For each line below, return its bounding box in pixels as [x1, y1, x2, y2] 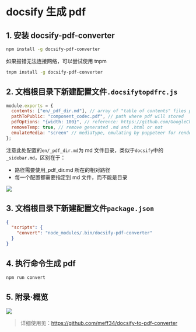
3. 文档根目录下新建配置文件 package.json [6, 203, 155, 213]
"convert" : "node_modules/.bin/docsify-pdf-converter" [16, 230, 153, 236]
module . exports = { [6, 103, 54, 109]
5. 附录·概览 [6, 292, 48, 302]
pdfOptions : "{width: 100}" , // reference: [11, 119, 118, 125]
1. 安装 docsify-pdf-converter [6, 30, 115, 40]
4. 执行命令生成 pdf [6, 258, 76, 269]
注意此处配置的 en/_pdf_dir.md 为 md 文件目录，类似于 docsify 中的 [6, 147, 164, 154]
